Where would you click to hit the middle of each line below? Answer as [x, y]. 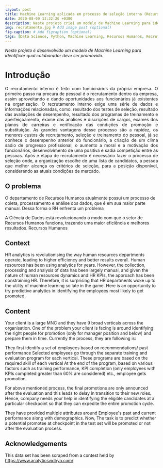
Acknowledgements [36, 444]
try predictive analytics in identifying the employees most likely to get [74, 291]
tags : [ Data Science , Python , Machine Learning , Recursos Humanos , [75, 37]
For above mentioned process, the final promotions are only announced [77, 388]
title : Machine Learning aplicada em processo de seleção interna [73, 14]
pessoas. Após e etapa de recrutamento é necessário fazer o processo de [81, 155]
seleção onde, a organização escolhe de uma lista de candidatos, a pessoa [81, 161]
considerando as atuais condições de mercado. [53, 171]
